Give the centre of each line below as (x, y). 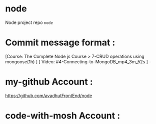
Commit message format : (60, 43)
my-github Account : (49, 82)
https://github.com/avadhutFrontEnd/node (49, 96)
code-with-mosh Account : (63, 116)
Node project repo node (29, 22)
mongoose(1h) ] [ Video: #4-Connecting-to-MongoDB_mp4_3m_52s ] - (78, 62)
